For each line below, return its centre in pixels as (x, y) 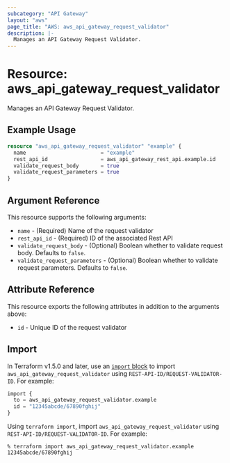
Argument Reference (54, 200)
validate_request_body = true (66, 166)
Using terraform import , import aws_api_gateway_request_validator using (113, 427)
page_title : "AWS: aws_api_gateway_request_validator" (88, 26)
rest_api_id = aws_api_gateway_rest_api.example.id (115, 159)
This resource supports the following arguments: (77, 217)
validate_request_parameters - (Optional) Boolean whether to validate (117, 260)
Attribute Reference (51, 290)
